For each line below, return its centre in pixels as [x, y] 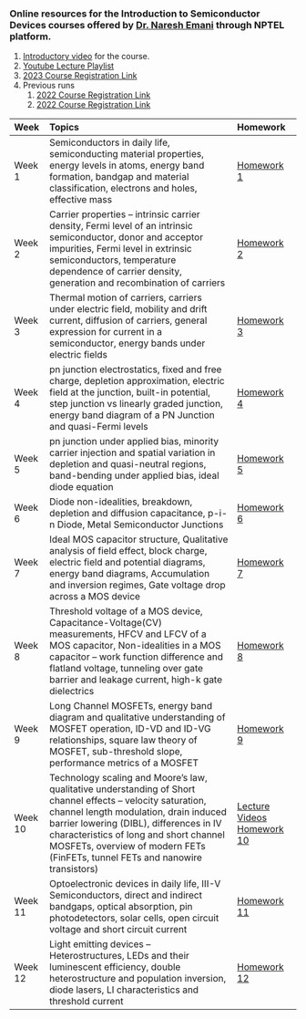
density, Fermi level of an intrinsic [121, 226]
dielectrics [72, 691]
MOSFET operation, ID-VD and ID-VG [130, 729]
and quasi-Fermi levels [99, 427]
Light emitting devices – [100, 944]
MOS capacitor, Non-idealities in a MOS [135, 646]
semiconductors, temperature [113, 260]
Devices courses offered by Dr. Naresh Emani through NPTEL [147, 25]
